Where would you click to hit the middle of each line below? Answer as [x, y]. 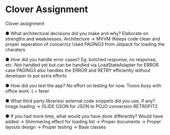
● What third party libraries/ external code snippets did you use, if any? [80, 101]
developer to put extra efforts [36, 75]
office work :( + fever [27, 91]
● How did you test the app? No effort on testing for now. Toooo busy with [83, 86]
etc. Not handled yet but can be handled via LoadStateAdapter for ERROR [82, 65]
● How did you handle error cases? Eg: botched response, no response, [81, 59]
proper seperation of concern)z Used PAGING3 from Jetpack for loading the [85, 44]
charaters [15, 49]
